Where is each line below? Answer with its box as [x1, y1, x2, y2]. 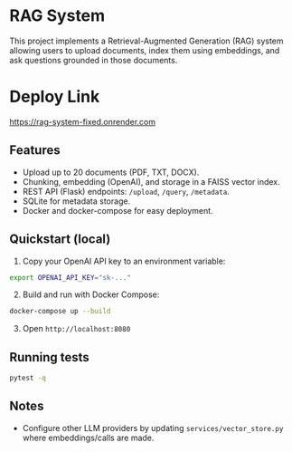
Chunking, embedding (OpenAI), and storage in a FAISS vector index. [22, 176, 280, 187]
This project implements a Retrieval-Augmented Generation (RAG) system [9, 35, 284, 46]
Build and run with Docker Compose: [22, 289, 160, 300]
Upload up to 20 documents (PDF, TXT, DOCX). [22, 167, 200, 178]
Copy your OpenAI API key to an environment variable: [22, 255, 226, 266]
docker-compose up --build [9, 307, 111, 316]
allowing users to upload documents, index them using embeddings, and [9, 44, 280, 55]
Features [9, 142, 61, 159]
